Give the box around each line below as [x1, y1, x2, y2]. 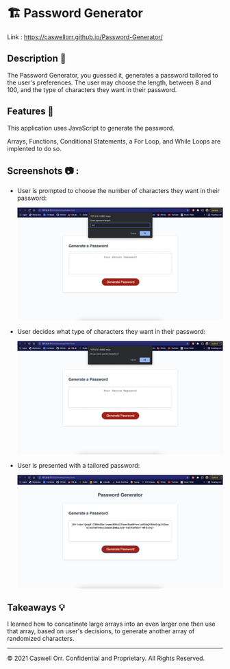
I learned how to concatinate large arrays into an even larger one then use [7, 620, 216, 628]
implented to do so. [7, 144, 62, 152]
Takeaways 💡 [7, 602, 65, 613]
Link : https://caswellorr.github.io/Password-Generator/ [7, 32, 163, 41]
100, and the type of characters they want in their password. [7, 85, 177, 93]
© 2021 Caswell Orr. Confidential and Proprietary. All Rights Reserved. [7, 654, 205, 663]
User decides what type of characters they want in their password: [16, 328, 206, 336]
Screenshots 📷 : [7, 165, 79, 177]
